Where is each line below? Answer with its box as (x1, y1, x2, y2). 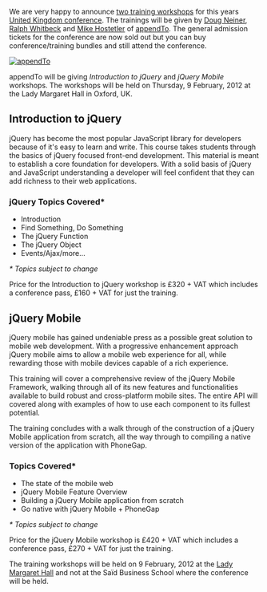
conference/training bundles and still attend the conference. (9, 41, 207, 51)
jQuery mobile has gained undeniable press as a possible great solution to (9, 332, 253, 342)
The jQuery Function (20, 232, 89, 241)
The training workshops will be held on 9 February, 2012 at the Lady (9, 559, 233, 569)
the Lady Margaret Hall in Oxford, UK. (9, 89, 133, 99)
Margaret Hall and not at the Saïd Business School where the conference (9, 568, 249, 578)
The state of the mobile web (20, 479, 114, 489)
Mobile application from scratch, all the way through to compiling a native (9, 432, 251, 441)
